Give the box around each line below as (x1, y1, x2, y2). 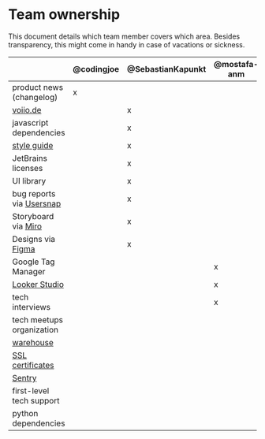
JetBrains (12, 152, 47, 163)
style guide (12, 140, 54, 151)
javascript (12, 117, 49, 128)
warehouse (12, 337, 54, 348)
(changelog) (12, 91, 58, 102)
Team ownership (8, 6, 121, 24)
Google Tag (12, 256, 55, 267)
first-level (12, 385, 50, 396)
